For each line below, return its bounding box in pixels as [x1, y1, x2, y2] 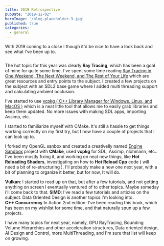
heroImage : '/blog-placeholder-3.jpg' [5, 16, 84, 21]
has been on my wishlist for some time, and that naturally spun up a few [5, 205, 150, 211]
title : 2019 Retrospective [5, 7, 60, 12]
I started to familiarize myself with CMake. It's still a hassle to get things [5, 123, 150, 129]
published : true [5, 21, 38, 26]
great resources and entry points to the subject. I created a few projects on [5, 78, 157, 84]
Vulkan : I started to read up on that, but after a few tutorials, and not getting [5, 179, 158, 185]
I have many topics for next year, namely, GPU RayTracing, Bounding [5, 219, 143, 225]
